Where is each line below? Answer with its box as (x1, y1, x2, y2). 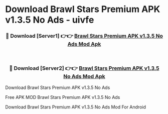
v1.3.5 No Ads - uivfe (5, 14, 94, 26)
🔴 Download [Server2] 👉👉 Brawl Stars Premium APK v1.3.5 (9, 65, 159, 72)
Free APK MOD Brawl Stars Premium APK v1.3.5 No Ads (5, 94, 120, 100)
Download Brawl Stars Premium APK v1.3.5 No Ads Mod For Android (5, 104, 146, 110)
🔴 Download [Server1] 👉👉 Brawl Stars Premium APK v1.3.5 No (6, 33, 163, 40)
